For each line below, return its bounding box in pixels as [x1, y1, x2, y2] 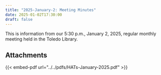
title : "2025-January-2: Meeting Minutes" [5, 7, 96, 13]
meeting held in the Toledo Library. [5, 36, 78, 42]
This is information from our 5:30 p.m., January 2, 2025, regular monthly [5, 31, 156, 37]
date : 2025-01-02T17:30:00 [5, 12, 62, 17]
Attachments [5, 51, 48, 59]
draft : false [5, 17, 33, 22]
